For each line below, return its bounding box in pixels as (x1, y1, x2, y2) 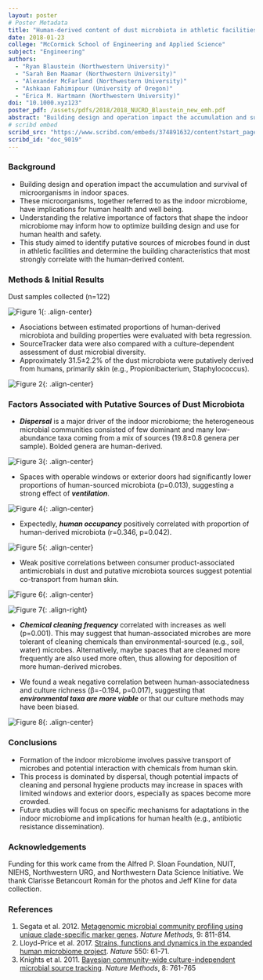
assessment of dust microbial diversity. (19, 347, 146, 357)
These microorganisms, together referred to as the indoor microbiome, (19, 196, 248, 205)
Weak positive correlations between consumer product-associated (19, 558, 235, 568)
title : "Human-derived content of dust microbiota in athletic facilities (8, 26, 258, 34)
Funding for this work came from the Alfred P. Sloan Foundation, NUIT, (8, 859, 236, 868)
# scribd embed (8, 121, 58, 129)
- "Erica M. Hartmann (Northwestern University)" (15, 92, 180, 100)
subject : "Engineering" (8, 48, 86, 56)
